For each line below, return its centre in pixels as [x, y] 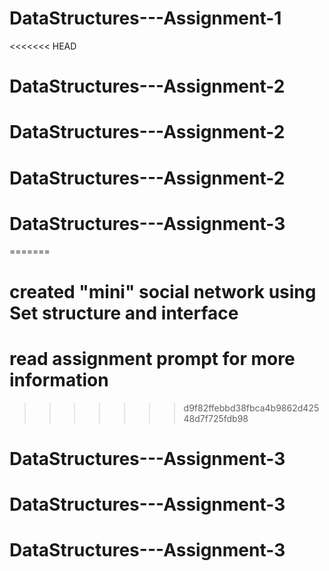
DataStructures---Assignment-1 [145, 18]
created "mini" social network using [163, 291]
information [59, 379]
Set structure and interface [124, 313]
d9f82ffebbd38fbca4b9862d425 [251, 408]
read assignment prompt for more [152, 358]
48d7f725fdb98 [216, 418]
